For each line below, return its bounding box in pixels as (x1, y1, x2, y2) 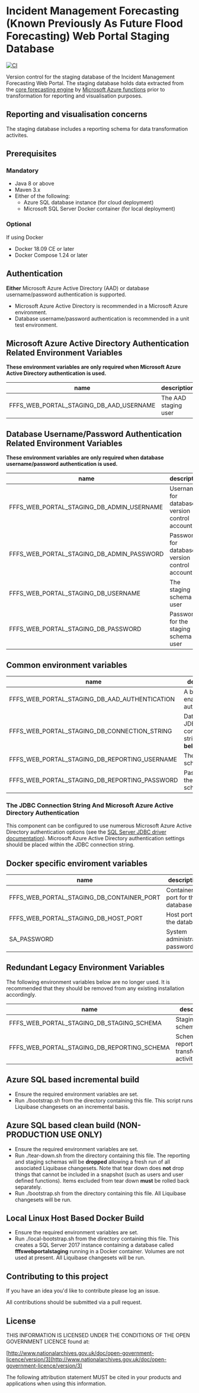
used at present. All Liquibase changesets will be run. (14, 1254, 146, 1261)
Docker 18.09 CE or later (14, 245, 75, 252)
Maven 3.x (14, 186, 41, 194)
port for (166, 893, 188, 902)
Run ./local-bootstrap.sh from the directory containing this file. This (14, 1235, 179, 1243)
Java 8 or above (14, 180, 54, 187)
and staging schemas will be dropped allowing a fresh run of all (14, 1158, 171, 1165)
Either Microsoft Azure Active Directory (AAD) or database (6, 284, 150, 292)
